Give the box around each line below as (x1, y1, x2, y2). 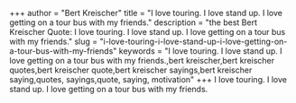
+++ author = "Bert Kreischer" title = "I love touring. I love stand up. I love (9, 8, 282, 18)
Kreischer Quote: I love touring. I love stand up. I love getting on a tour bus (9, 27, 286, 37)
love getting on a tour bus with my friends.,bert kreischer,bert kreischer (9, 56, 275, 65)
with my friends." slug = (9, 36, 98, 47)
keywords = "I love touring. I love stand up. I (118, 46, 282, 56)
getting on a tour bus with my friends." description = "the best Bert (9, 17, 258, 28)
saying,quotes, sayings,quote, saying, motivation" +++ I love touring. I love (9, 74, 287, 84)
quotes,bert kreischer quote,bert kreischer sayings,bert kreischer (9, 64, 253, 75)
